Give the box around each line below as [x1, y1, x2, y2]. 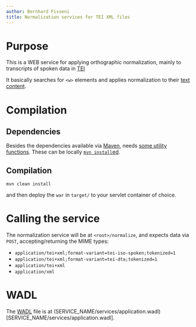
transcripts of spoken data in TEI [6, 65, 85, 72]
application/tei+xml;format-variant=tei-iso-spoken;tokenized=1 [14, 251, 176, 256]
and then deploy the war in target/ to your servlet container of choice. [6, 192, 177, 199]
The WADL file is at [6, 308, 53, 315]
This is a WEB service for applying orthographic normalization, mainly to [6, 59, 181, 66]
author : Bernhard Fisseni [6, 8, 69, 15]
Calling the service [6, 212, 100, 225]
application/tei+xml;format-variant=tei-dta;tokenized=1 [14, 256, 158, 262]
